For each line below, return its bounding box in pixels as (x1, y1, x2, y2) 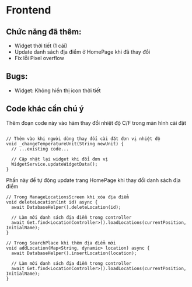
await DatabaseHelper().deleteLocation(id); (11, 204, 121, 210)
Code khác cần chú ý (6, 104, 84, 114)
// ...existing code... (11, 146, 69, 152)
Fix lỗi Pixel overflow (14, 55, 64, 61)
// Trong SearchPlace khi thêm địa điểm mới (6, 240, 116, 246)
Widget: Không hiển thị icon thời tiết (14, 87, 101, 94)
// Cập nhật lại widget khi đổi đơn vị (11, 156, 109, 162)
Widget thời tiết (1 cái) (14, 42, 68, 49)
